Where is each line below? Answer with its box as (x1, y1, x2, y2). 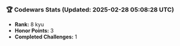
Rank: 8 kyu (14, 21, 44, 28)
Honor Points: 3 (14, 27, 54, 34)
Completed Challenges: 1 (14, 33, 77, 40)
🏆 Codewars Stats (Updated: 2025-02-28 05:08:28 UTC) (6, 5, 174, 13)
